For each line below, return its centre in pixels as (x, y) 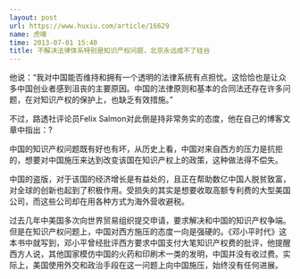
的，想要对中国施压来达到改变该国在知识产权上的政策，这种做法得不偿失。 (146, 160)
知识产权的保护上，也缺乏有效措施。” (107, 100)
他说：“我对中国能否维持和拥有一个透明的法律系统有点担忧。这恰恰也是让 (144, 78)
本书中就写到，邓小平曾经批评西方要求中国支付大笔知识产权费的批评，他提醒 (150, 243)
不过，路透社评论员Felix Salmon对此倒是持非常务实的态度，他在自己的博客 (146, 119)
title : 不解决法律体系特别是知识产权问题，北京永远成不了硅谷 (110, 51)
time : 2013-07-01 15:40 (54, 42)
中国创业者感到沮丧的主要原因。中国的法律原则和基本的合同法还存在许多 (150, 89)
